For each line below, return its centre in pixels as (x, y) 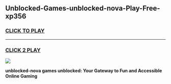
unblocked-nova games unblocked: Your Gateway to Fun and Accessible (84, 70)
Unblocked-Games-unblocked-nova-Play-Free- (83, 8)
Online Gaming (21, 76)
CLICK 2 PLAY (23, 50)
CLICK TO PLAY (25, 31)
